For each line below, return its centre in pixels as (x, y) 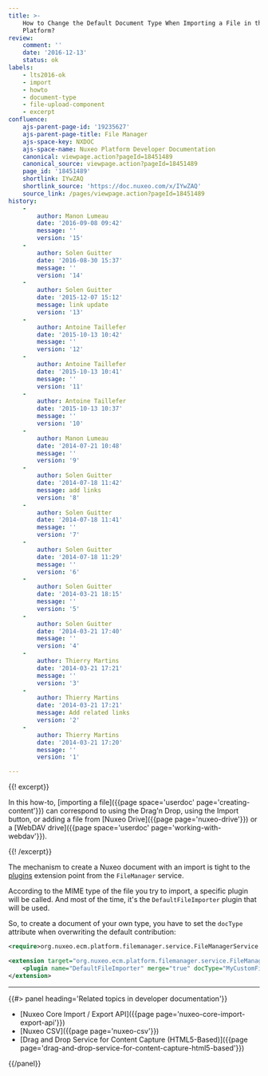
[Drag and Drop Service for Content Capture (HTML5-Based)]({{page (134, 1039)
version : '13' (60, 312)
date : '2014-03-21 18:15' (80, 594)
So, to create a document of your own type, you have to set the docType (126, 924)
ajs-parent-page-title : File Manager (85, 134)
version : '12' (60, 349)
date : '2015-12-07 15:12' (80, 298)
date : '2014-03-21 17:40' (80, 631)
